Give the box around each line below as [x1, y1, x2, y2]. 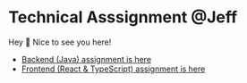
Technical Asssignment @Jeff [8, 7, 238, 28]
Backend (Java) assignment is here [21, 54, 152, 64]
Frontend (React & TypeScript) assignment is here [21, 63, 206, 74]
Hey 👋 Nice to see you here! [8, 37, 112, 47]
